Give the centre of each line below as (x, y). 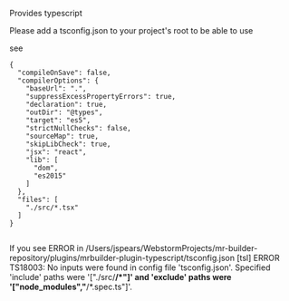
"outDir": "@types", (64, 112)
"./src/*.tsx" (52, 208)
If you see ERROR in (47, 248)
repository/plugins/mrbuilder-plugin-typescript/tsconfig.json (122, 258)
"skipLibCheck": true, (68, 144)
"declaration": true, (66, 104)
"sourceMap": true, (63, 136)
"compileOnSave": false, (64, 73)
